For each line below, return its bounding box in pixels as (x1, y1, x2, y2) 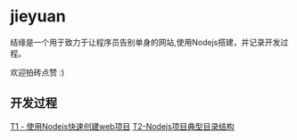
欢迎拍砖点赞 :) (10, 67, 65, 78)
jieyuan (10, 6, 66, 27)
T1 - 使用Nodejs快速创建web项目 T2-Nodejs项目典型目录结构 (10, 120, 235, 131)
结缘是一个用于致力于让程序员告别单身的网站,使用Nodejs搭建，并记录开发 (10, 37, 281, 47)
